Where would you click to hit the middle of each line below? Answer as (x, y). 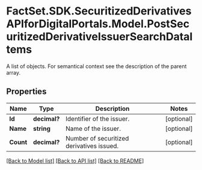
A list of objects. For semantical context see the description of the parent (96, 66)
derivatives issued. (92, 146)
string (42, 128)
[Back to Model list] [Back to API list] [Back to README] (75, 160)
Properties (26, 92)
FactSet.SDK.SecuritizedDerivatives (99, 11)
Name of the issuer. (93, 128)
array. (14, 72)
